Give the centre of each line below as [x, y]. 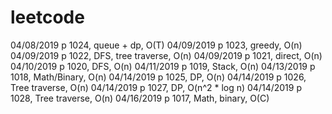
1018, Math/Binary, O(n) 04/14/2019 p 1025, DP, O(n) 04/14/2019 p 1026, [158, 77]
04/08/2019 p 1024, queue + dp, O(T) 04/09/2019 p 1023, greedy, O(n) [156, 45]
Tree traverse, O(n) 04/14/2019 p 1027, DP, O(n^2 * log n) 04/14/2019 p [156, 87]
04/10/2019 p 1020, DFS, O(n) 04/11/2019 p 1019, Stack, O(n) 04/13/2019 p [163, 66]
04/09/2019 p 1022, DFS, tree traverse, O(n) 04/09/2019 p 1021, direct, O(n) [166, 55]
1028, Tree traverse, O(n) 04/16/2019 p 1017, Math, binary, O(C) [140, 98]
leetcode [47, 17]
